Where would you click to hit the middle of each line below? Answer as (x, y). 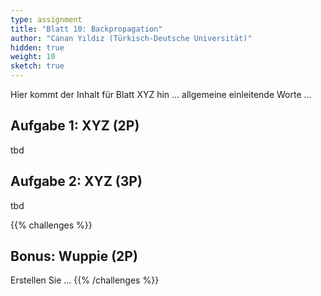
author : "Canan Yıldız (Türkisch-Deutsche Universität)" (131, 38)
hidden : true (37, 47)
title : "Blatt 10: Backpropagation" (86, 29)
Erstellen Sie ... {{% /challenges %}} (85, 280)
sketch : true (37, 66)
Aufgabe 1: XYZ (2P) (75, 126)
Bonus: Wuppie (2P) (74, 256)
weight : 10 (33, 57)
